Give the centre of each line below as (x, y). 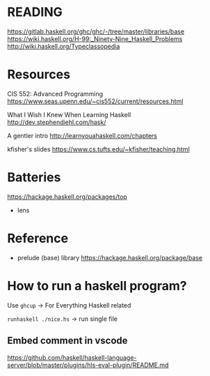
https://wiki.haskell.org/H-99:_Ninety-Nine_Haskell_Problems (95, 38)
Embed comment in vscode (67, 341)
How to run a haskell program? (97, 286)
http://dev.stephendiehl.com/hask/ (57, 122)
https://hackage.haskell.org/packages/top (67, 197)
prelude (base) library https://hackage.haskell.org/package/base (110, 257)
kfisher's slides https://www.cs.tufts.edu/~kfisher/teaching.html (98, 149)
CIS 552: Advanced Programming (55, 93)
